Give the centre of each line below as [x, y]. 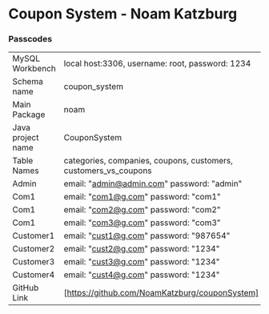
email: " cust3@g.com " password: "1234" [142, 262]
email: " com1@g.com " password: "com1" [143, 197]
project [26, 138]
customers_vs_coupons [108, 171]
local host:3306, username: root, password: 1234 [157, 63]
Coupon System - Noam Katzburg [123, 14]
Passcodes [30, 39]
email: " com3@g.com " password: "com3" [143, 223]
